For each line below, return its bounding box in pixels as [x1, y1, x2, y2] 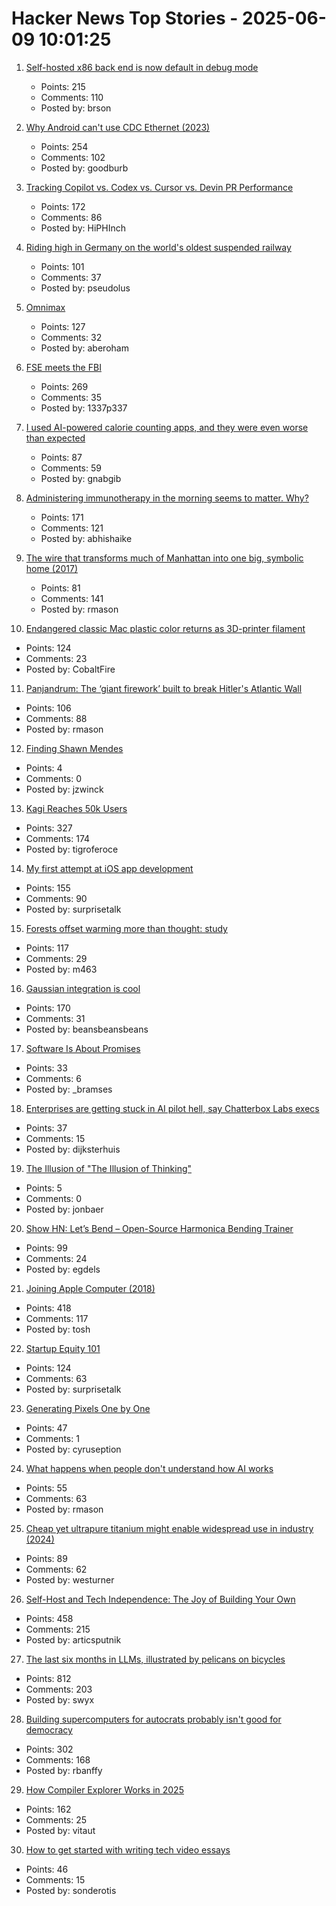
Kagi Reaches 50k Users [25, 802, 128, 814]
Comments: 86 [40, 211, 103, 223]
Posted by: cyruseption [25, 1443, 122, 1455]
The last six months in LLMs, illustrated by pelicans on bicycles [25, 1653, 286, 1665]
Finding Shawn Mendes [25, 742, 124, 754]
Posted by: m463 [25, 963, 98, 975]
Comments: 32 [40, 331, 103, 343]
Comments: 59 [40, 462, 102, 474]
